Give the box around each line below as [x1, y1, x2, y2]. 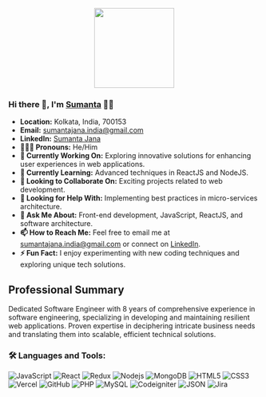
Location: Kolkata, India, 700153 [19, 117, 127, 127]
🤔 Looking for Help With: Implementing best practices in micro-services [19, 193, 258, 203]
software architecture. [19, 219, 93, 228]
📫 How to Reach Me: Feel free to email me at [19, 228, 170, 237]
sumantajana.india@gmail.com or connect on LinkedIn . [19, 240, 201, 249]
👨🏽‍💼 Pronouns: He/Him [19, 142, 98, 152]
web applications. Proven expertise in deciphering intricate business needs [8, 321, 256, 331]
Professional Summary [8, 283, 125, 296]
